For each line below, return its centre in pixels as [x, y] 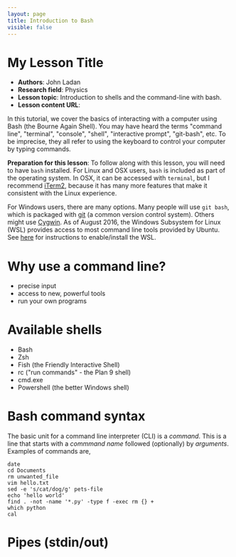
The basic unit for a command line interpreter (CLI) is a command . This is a [117, 436]
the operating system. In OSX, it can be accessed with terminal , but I [108, 178]
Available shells [55, 330]
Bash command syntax [76, 416]
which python [27, 508]
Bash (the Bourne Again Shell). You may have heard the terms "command [115, 126]
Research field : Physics [53, 90]
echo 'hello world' [36, 496]
